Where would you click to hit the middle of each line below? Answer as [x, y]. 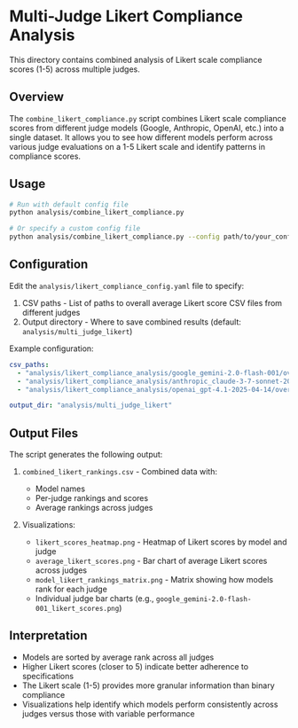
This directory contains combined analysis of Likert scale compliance [136, 59]
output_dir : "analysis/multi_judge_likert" [91, 405]
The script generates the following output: [86, 455]
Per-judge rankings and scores [92, 498]
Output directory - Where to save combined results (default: [132, 322]
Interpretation [48, 636]
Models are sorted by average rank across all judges [118, 657]
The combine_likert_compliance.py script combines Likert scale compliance [148, 118]
